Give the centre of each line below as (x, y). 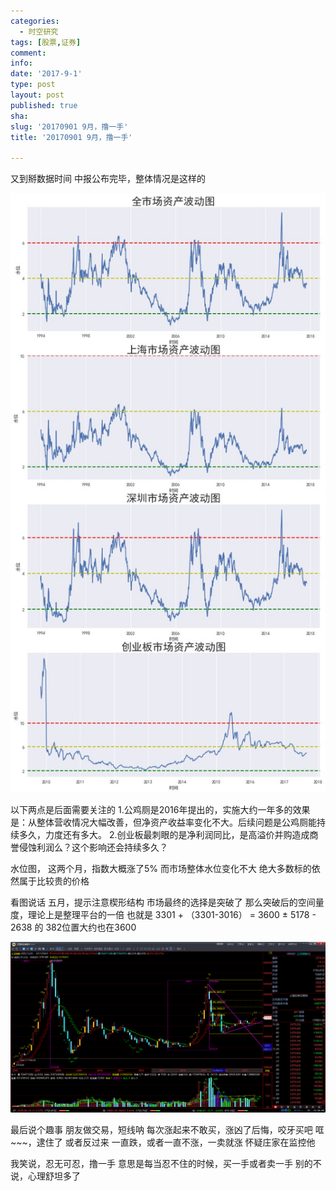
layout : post (37, 95)
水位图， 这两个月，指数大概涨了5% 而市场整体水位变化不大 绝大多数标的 (161, 869)
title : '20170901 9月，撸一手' (71, 137)
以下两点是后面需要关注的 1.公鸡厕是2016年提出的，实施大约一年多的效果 (160, 810)
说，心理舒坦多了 (45, 1176)
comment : (28, 53)
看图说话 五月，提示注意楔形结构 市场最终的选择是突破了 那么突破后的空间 (163, 902)
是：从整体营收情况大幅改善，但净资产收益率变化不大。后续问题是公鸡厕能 (163, 822)
